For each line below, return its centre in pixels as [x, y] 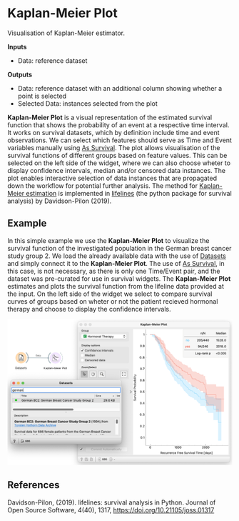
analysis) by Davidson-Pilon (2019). [60, 201]
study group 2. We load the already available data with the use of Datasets [117, 256]
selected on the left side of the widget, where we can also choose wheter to [119, 163]
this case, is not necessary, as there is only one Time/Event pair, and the [114, 271]
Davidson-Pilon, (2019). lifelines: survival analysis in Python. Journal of [112, 502]
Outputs [20, 74]
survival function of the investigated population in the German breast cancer [119, 248]
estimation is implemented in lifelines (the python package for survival [129, 193]
